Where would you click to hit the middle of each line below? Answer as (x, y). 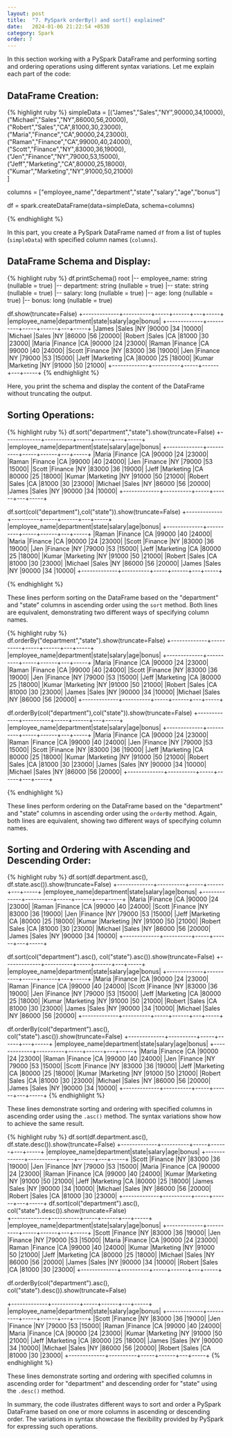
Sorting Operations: (51, 416)
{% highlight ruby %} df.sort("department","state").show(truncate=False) (111, 432)
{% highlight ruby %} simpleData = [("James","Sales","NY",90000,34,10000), (116, 112)
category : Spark (30, 33)
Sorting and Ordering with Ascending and (99, 850)
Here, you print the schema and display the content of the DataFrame (106, 386)
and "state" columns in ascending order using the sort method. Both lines (113, 604)
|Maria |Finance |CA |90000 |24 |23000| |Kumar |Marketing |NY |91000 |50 (115, 1333)
